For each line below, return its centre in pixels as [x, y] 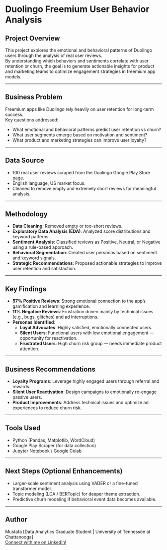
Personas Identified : [34, 322]
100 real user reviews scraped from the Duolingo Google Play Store [81, 172]
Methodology [27, 214]
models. [13, 77]
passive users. [27, 397]
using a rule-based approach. [43, 247]
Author [16, 520]
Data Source [25, 161]
